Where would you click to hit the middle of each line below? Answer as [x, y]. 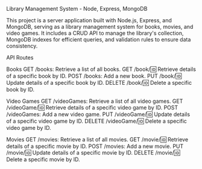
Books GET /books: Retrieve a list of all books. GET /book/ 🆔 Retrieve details [101, 69]
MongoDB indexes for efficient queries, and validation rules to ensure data [99, 39]
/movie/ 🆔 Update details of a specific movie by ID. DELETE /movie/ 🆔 [93, 152]
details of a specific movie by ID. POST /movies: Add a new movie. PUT [95, 146]
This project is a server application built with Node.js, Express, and [89, 20]
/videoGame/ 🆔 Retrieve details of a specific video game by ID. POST [92, 107]
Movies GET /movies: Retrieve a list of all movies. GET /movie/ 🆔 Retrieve [97, 140]
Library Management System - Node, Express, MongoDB [77, 9]
